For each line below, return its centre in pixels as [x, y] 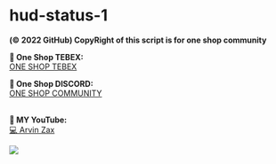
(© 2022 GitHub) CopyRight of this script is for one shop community [138, 40]
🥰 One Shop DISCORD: [51, 83]
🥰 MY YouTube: [38, 120]
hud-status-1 [59, 16]
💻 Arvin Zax [32, 129]
